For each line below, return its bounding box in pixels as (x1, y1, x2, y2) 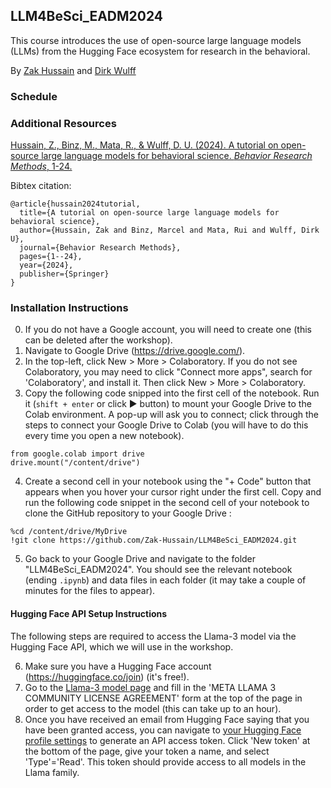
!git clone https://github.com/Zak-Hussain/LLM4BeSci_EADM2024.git (10, 535, 298, 546)
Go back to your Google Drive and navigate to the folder (24, 553, 257, 565)
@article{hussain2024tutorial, (10, 199, 141, 209)
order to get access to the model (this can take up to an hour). (24, 702, 282, 714)
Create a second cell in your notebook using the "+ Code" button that (24, 475, 312, 488)
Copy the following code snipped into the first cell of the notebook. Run (24, 387, 320, 399)
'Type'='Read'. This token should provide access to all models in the (24, 755, 307, 768)
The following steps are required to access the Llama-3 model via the (10, 630, 297, 642)
